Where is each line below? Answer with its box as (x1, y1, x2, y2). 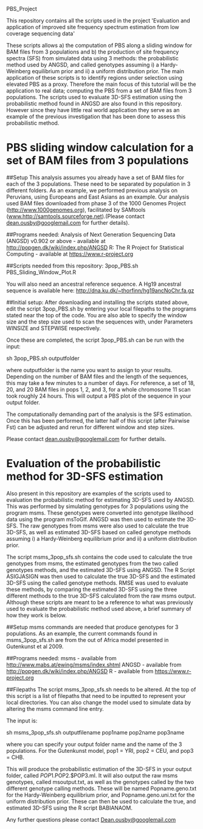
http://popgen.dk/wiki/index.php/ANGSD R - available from (6, 667, 154, 675)
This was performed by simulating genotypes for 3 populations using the (6, 503, 189, 510)
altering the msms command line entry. (6, 705, 105, 712)
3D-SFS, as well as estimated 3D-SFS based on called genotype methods (6, 528, 191, 535)
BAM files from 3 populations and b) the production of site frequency (6, 48, 179, 55)
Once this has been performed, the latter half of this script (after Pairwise (6, 417, 190, 424)
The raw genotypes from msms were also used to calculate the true (19, 522, 189, 529)
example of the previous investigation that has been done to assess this (6, 113, 186, 120)
